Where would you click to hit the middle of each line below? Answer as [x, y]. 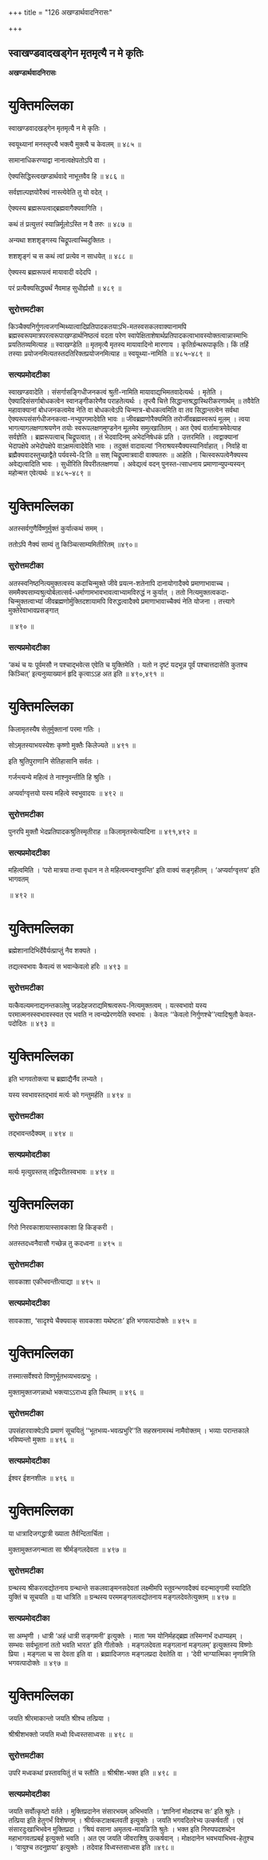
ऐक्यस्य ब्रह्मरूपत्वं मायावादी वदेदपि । [53, 272]
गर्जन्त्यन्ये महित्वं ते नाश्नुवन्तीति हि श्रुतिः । [60, 777]
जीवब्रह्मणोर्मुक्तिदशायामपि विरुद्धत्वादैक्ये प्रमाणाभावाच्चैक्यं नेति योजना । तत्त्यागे [140, 601]
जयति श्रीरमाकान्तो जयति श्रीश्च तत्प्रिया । [59, 1718]
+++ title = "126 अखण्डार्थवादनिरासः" [61, 12]
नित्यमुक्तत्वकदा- [208, 592]
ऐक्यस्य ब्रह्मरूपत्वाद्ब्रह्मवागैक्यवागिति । [56, 208]
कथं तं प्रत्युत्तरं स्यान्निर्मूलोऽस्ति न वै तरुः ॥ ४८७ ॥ [70, 224]
